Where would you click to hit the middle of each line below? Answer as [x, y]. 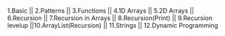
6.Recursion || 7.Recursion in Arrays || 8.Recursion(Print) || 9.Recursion [110, 18]
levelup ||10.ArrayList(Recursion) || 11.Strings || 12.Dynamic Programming [113, 25]
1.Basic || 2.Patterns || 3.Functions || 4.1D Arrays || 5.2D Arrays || [101, 11]
